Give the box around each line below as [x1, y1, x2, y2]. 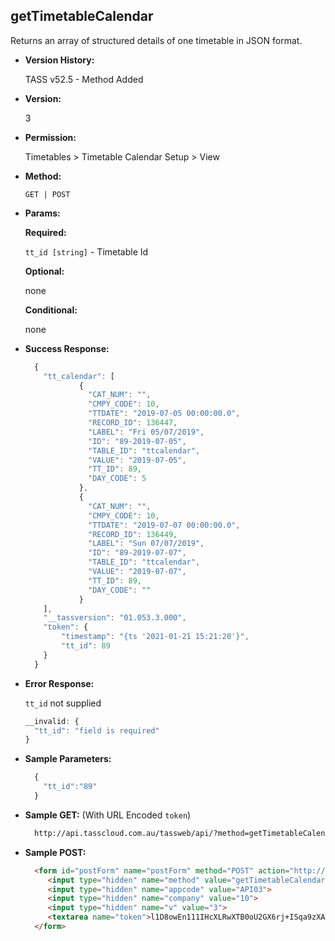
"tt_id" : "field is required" [34, 725, 160, 736]
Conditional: [24, 304, 78, 316]
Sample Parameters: [24, 753, 112, 765]
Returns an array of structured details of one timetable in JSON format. [10, 34, 303, 46]
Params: [24, 207, 61, 219]
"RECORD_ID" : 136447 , [88, 418, 178, 428]
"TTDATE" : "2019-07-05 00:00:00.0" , [88, 409, 241, 419]
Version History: [24, 54, 95, 66]
